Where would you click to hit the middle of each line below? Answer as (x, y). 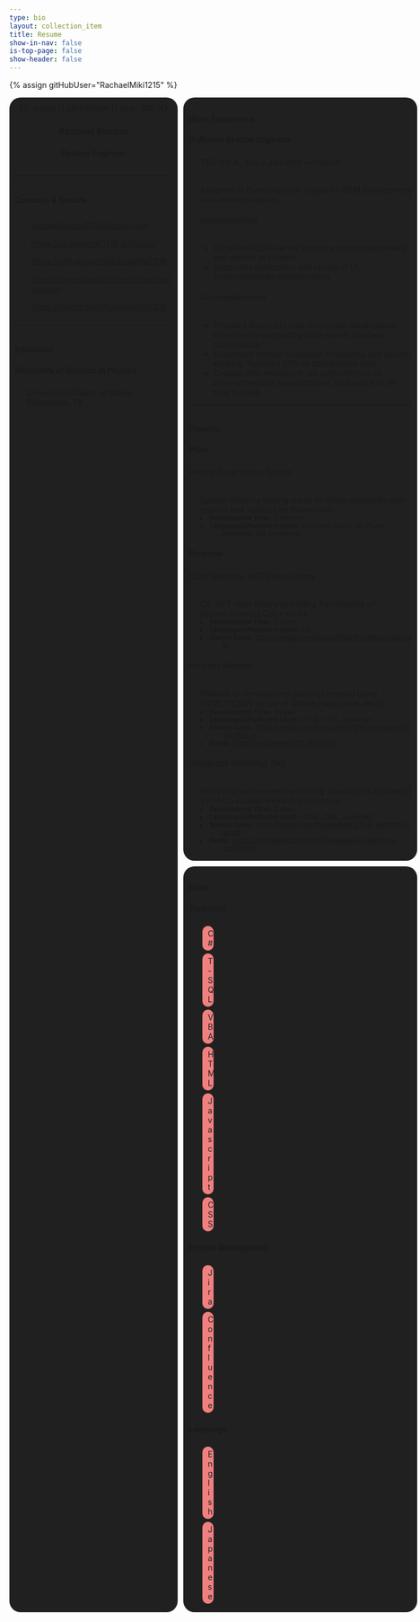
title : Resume (36, 34)
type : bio (28, 18)
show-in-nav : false (46, 43)
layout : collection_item (56, 26)
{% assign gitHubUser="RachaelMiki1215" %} (93, 85)
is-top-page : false (46, 51)
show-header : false (46, 59)
